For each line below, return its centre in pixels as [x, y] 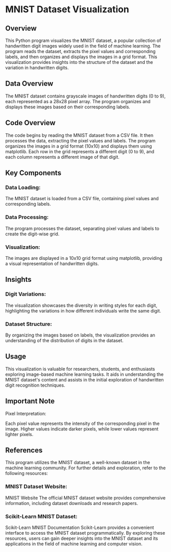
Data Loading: [23, 187]
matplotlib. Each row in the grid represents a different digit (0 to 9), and [80, 151]
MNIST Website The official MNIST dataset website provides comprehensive [85, 498]
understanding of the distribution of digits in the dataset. [64, 340]
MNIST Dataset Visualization [67, 9]
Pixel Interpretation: [26, 413]
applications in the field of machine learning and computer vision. [74, 544]
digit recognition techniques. [35, 385]
